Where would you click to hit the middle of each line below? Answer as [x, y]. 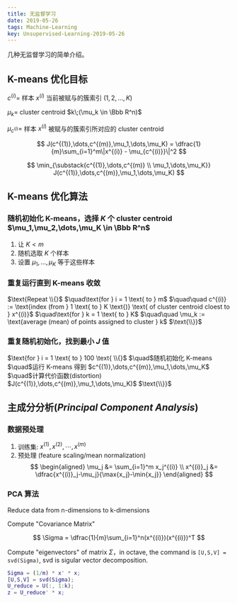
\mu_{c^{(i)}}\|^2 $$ [157, 151]
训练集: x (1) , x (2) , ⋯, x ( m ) [52, 446]
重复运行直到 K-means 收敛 [54, 283]
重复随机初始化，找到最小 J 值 [58, 341]
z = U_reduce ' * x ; [36, 593]
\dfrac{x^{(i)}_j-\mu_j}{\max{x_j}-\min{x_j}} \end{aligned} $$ [124, 474]
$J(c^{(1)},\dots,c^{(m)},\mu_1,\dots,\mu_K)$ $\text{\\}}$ [89, 384]
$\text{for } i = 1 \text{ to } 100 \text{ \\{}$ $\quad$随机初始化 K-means [110, 358]
